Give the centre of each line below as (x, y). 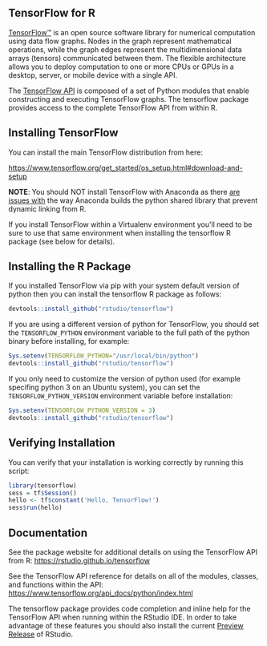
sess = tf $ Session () (43, 493)
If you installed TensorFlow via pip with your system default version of (124, 286)
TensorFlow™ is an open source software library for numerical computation (132, 32)
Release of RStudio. (41, 634)
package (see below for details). (62, 241)
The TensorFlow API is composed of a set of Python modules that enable (129, 91)
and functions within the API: (56, 584)
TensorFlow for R (52, 13)
